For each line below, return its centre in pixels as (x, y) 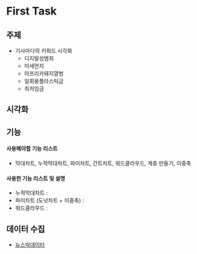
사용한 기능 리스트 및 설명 (36, 178)
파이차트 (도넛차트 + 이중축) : (49, 201)
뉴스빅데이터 (30, 245)
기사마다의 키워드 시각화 (44, 51)
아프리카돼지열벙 (44, 73)
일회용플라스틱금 (44, 81)
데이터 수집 (26, 229)
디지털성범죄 (39, 58)
